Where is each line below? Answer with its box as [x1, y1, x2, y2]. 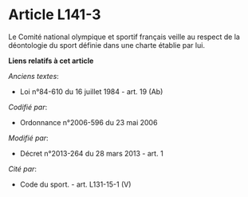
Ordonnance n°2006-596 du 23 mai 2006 [19, 117, 158, 127]
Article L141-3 [8, 6, 101, 24]
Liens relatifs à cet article [8, 56, 94, 65]
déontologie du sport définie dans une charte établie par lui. [8, 40, 206, 49]
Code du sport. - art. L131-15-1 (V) [19, 179, 132, 189]
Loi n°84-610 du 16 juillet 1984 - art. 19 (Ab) [19, 86, 163, 97]
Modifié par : [8, 133, 49, 143]
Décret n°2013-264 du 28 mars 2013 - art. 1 [19, 148, 163, 158]
